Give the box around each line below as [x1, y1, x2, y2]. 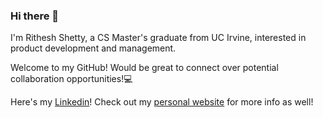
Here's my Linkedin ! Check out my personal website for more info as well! [10, 96, 314, 108]
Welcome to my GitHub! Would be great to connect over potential [10, 62, 279, 74]
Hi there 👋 [10, 9, 60, 23]
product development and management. [10, 42, 177, 54]
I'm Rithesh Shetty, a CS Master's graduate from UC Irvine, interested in [10, 32, 307, 44]
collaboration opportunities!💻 [10, 73, 133, 85]
